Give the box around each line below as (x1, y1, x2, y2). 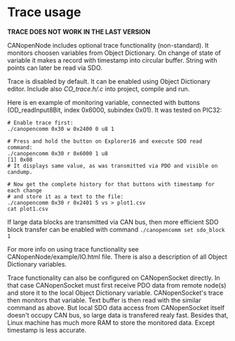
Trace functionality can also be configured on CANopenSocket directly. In (7, 274, 220, 282)
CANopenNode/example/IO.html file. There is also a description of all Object (7, 252, 228, 261)
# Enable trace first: (7, 119, 74, 127)
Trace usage (7, 4, 81, 20)
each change (7, 187, 42, 194)
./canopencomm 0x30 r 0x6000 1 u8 (7, 150, 109, 157)
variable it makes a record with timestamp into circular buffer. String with (7, 56, 217, 64)
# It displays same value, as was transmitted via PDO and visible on (7, 162, 218, 169)
